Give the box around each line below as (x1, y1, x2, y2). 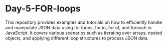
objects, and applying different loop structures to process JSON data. (5, 35, 149, 41)
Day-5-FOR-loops (5, 3, 81, 14)
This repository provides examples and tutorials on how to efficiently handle (5, 19, 162, 25)
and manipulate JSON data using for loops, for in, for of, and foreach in (5, 24, 152, 30)
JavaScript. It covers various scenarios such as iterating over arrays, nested (5, 30, 162, 36)
